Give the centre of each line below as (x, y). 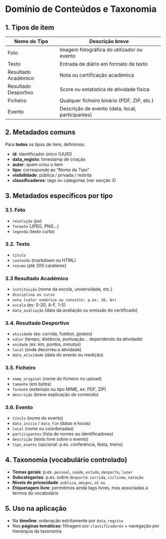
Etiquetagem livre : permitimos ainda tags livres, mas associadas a (80, 487)
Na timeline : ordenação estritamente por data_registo (68, 520)
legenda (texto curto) (33, 231)
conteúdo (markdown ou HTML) (44, 260)
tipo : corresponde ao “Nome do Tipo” (51, 170)
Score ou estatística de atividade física (104, 89)
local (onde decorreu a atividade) (47, 350)
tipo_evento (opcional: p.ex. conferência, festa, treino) (68, 444)
